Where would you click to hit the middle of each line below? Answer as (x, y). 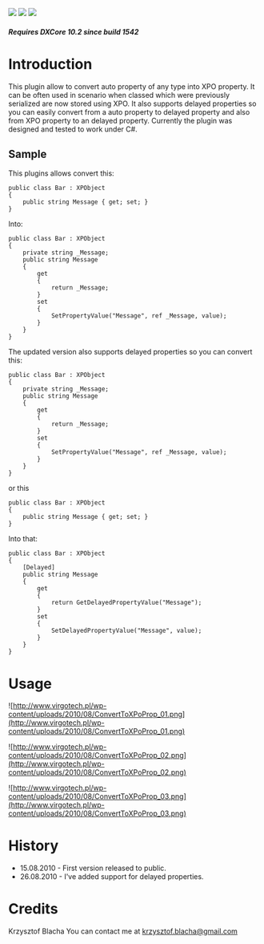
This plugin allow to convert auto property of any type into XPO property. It (132, 86)
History (34, 846)
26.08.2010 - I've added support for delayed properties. (112, 877)
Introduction (50, 64)
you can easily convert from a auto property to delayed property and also (129, 111)
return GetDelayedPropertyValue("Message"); (126, 603)
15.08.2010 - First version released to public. (93, 868)
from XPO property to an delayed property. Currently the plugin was (120, 120)
